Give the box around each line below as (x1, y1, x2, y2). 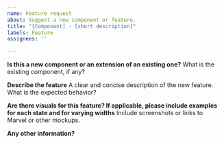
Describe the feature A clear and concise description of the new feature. (7, 81, 214, 89)
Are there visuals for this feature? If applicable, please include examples (7, 101, 218, 110)
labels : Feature (7, 29, 53, 36)
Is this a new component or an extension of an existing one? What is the (7, 60, 214, 69)
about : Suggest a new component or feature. (7, 16, 136, 23)
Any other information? (7, 130, 75, 138)
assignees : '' (7, 36, 48, 43)
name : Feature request (7, 10, 72, 17)
